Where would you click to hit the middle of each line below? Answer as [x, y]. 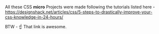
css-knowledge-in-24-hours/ [34, 17]
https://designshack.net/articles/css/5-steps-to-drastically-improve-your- [79, 12]
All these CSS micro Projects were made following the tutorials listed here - [80, 7]
